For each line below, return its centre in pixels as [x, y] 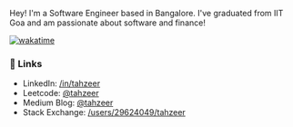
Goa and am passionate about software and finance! [108, 23]
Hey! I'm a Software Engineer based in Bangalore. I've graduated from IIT [146, 13]
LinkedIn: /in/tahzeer [61, 83]
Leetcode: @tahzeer [61, 93]
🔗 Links [26, 63]
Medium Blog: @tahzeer [68, 103]
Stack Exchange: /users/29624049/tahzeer [104, 112]
